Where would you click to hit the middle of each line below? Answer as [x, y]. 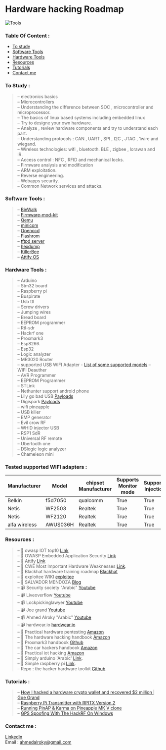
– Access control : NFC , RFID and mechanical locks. [71, 160]
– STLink [26, 386]
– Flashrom [28, 236]
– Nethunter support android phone [53, 391]
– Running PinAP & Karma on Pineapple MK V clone [69, 708]
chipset [95, 483]
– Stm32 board [32, 286]
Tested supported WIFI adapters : [46, 467]
